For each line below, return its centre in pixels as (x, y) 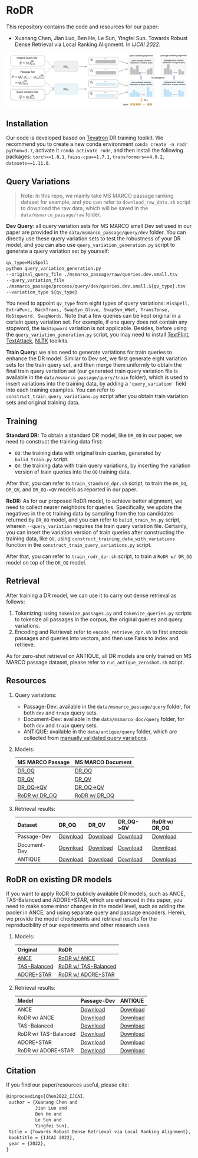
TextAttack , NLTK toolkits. (37, 341)
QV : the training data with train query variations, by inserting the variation (103, 466)
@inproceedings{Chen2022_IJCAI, (46, 1097)
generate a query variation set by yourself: (58, 251)
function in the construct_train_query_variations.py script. (79, 545)
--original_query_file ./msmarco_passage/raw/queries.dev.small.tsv (92, 275)
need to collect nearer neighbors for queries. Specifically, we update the (94, 507)
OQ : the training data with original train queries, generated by (88, 453)
